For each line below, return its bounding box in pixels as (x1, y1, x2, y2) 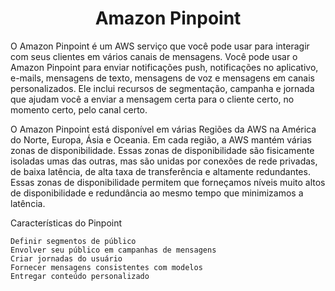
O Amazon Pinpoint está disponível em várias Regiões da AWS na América (10, 123, 317, 135)
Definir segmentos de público (10, 236, 137, 246)
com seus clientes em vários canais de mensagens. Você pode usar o (10, 50, 298, 62)
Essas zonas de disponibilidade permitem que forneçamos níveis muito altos (10, 176, 326, 188)
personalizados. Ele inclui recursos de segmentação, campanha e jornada (10, 82, 315, 94)
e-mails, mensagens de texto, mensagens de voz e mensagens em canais (10, 72, 315, 84)
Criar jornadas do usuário (10, 253, 123, 264)
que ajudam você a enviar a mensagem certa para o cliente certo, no (10, 93, 295, 105)
